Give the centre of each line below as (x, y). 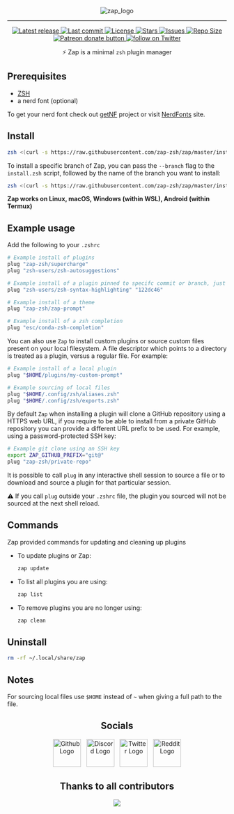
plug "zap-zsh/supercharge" (48, 265)
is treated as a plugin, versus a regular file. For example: (88, 356)
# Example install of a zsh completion (65, 321)
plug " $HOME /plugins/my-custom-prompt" (65, 375)
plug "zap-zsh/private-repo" (49, 462)
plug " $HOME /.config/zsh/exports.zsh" (63, 400)
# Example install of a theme (51, 302)
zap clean (32, 620)
